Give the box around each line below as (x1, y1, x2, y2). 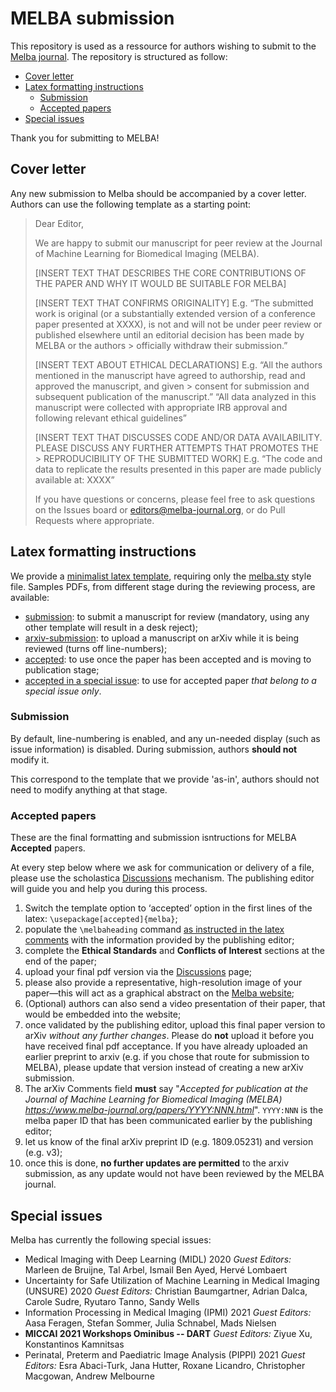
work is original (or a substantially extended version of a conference (34, 307, 316, 319)
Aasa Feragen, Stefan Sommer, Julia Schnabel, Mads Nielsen (24, 1317, 277, 1329)
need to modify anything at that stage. (10, 783, 168, 796)
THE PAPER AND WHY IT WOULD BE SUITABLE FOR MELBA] (34, 277, 287, 289)
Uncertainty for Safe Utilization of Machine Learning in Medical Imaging (24, 1274, 320, 1286)
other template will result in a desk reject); (24, 621, 199, 633)
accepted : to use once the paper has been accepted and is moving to (24, 653, 312, 665)
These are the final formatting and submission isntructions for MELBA (10, 832, 297, 844)
